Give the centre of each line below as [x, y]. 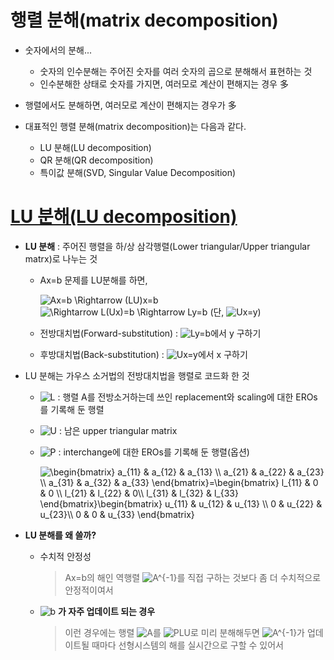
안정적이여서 [89, 590]
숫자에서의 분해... [58, 50]
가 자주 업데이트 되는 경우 [107, 611]
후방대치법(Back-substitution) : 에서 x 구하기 [143, 354]
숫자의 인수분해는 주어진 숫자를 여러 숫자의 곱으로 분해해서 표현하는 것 [176, 71]
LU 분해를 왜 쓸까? [60, 535]
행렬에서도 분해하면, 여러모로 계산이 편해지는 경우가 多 [130, 105]
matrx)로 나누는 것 [61, 258]
